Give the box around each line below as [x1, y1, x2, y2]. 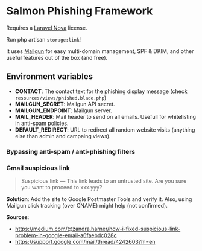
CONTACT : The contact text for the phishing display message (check [14, 87, 188, 95]
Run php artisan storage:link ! [6, 36, 81, 43]
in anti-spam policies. [14, 119, 69, 127]
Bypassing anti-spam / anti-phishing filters [6, 147, 136, 156]
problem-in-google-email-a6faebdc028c [14, 231, 117, 239]
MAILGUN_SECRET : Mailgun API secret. [14, 100, 116, 107]
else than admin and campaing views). [14, 132, 111, 139]
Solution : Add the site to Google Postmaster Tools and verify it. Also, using [6, 195, 192, 203]
